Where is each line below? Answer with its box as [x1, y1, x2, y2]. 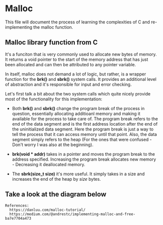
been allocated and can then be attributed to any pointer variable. [5, 61, 136, 67]
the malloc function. [33, 24, 73, 30]
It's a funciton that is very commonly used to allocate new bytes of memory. [5, 51, 157, 57]
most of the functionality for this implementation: [5, 96, 103, 102]
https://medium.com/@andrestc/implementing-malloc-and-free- [9, 211, 136, 217]
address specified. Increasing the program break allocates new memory [12, 156, 156, 162]
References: [5, 203, 29, 208]
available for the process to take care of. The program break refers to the [12, 115, 158, 122]
